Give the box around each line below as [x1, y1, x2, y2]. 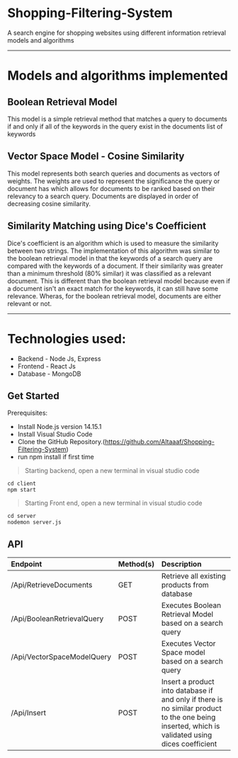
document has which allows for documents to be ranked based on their [7, 184, 215, 193]
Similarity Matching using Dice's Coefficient [7, 220, 207, 232]
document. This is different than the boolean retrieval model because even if [7, 276, 230, 285]
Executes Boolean [161, 600, 222, 610]
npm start [7, 487, 37, 494]
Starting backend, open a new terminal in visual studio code [24, 467, 200, 475]
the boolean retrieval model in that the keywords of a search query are [7, 254, 213, 262]
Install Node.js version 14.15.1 [17, 423, 102, 431]
